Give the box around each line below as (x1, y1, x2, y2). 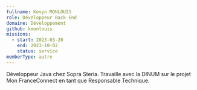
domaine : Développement (6, 20, 66, 26)
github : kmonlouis (6, 25, 53, 32)
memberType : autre (6, 54, 53, 60)
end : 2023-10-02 (17, 43, 59, 49)
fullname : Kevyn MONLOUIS (6, 8, 71, 15)
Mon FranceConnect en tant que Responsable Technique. (6, 77, 150, 84)
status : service (17, 48, 59, 54)
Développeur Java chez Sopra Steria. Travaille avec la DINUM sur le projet (6, 70, 192, 77)
